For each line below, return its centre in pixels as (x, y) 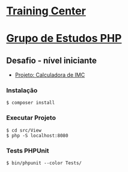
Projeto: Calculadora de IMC (50, 75)
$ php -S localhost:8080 (37, 135)
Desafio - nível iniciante (52, 60)
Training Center (46, 11)
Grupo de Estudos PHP (64, 39)
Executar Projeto (31, 118)
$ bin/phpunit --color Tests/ (44, 163)
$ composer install (31, 103)
